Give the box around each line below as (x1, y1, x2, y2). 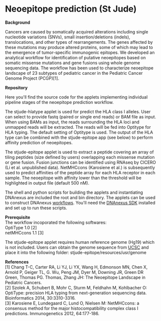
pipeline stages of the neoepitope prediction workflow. (5, 99, 114, 105)
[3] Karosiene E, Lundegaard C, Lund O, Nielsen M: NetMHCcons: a (5, 300, 139, 306)
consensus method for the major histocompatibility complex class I (5, 305, 139, 311)
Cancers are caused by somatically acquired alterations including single (5, 29, 148, 34)
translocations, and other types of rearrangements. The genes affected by (5, 39, 153, 45)
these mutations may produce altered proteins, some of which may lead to (5, 44, 153, 50)
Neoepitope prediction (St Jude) (5, 3, 137, 15)
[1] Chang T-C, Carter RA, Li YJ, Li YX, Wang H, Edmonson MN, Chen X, (5, 264, 148, 270)
